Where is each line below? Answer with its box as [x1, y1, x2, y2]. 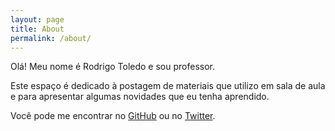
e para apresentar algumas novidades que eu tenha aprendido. [10, 91, 270, 103]
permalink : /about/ [10, 33, 92, 43]
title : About [10, 24, 65, 34]
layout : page [10, 14, 65, 25]
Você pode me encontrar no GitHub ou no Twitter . [10, 110, 216, 122]
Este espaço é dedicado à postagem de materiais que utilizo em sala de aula [10, 80, 326, 92]
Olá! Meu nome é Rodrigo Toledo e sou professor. [10, 61, 215, 73]
